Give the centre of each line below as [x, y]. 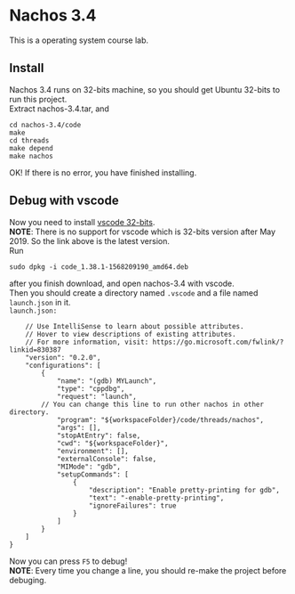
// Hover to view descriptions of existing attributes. [131, 334]
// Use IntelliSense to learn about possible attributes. [135, 326]
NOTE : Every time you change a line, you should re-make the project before [148, 570]
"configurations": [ [63, 365]
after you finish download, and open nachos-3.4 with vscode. [122, 283]
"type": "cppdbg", [91, 388]
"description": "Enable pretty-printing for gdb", [184, 490]
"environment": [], [92, 451]
